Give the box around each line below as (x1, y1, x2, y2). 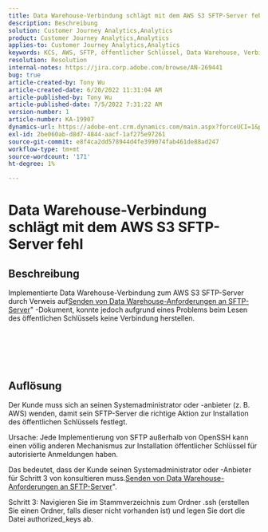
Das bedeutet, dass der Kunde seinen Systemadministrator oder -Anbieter (8, 464, 252, 475)
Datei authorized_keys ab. (8, 514, 94, 523)
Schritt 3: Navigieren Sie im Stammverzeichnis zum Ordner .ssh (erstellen (8, 497, 250, 506)
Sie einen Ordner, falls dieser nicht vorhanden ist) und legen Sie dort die (8, 506, 246, 515)
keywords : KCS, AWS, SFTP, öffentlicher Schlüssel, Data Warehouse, (8, 49, 241, 57)
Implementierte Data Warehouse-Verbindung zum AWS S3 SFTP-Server (8, 288, 245, 298)
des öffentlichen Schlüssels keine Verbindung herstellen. (8, 313, 195, 323)
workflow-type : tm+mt (8, 145, 81, 153)
